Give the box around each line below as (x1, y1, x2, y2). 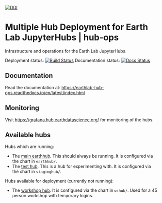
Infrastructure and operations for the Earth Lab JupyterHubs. (5, 48, 127, 54)
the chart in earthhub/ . (12, 158, 57, 164)
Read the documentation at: (5, 84, 61, 90)
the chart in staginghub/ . (12, 168, 62, 175)
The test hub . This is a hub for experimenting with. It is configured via (12, 164, 151, 169)
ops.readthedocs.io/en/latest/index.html (5, 90, 85, 95)
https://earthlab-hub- (61, 84, 104, 90)
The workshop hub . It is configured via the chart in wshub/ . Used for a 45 (12, 187, 158, 193)
